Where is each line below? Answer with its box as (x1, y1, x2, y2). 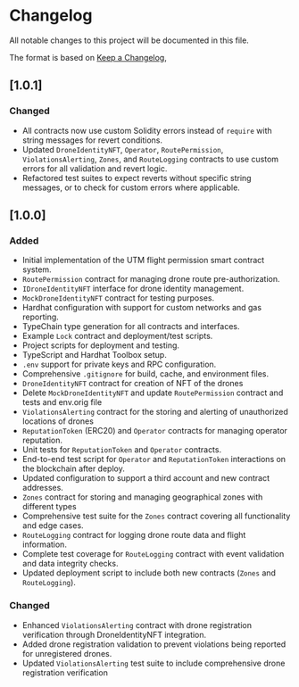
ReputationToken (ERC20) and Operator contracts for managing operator (21, 426, 288, 436)
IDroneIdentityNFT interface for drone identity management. (21, 283, 245, 294)
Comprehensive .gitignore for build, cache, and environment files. (21, 368, 270, 379)
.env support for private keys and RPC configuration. (21, 359, 217, 370)
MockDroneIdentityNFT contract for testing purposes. (21, 293, 215, 303)
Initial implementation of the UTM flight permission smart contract (21, 255, 265, 266)
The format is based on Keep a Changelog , (9, 52, 167, 62)
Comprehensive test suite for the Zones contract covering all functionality (21, 510, 291, 522)
